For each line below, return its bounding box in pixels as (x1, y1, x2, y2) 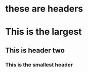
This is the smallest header (5, 61, 73, 68)
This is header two (5, 46, 65, 54)
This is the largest (5, 26, 82, 38)
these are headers (5, 3, 83, 15)
